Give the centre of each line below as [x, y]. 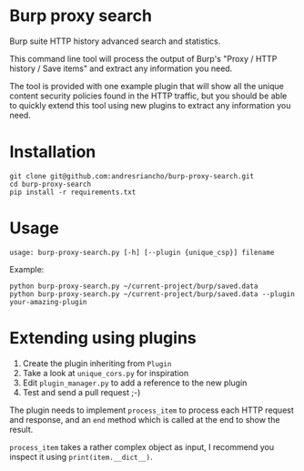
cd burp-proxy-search [51, 184]
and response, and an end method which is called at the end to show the [145, 419]
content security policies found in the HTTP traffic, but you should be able [148, 96]
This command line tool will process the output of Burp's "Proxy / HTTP [143, 58]
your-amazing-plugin [49, 302]
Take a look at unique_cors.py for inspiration [106, 373]
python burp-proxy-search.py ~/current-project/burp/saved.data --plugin [152, 294]
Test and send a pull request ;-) [81, 392]
